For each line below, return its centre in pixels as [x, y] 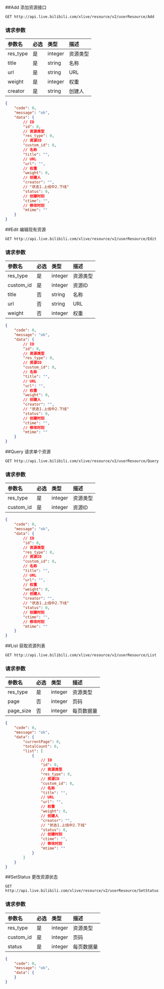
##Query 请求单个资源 [28, 452]
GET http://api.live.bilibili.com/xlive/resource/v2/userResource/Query [82, 461]
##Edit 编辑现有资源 [26, 230]
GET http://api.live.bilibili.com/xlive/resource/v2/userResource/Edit [81, 239]
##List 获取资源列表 [25, 646]
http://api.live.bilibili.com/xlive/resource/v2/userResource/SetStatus [82, 891]
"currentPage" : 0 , [42, 742]
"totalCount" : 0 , [41, 746]
